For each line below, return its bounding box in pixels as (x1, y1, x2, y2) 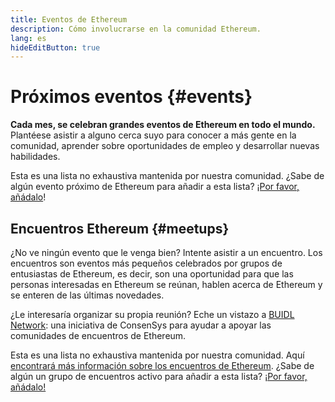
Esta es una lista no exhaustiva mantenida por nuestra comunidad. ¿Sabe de (10, 170, 325, 182)
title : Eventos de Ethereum (10, 14, 128, 25)
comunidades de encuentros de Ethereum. (10, 330, 187, 341)
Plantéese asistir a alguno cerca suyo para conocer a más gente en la (10, 129, 297, 141)
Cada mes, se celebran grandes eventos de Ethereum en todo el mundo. (10, 119, 316, 131)
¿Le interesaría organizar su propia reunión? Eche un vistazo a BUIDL (10, 309, 295, 320)
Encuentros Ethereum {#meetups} (10, 220, 230, 237)
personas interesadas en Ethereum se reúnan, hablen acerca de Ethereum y (10, 279, 323, 290)
